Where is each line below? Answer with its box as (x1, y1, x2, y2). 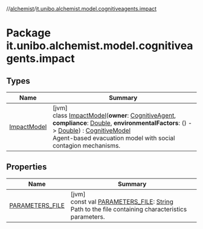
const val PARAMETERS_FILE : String (70, 197, 174, 205)
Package (6, 27, 51, 40)
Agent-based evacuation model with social (52, 134, 175, 142)
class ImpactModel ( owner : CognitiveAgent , (52, 111, 176, 119)
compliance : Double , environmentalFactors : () (52, 119, 187, 127)
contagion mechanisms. (52, 142, 121, 149)
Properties (6, 162, 47, 172)
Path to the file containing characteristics (70, 205, 187, 213)
